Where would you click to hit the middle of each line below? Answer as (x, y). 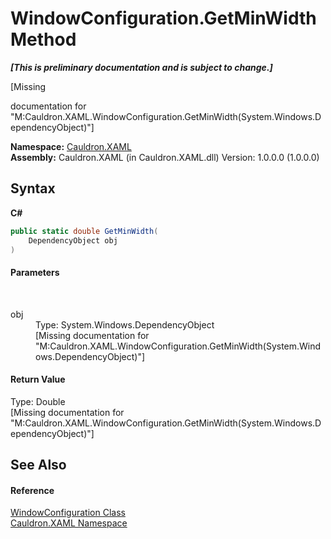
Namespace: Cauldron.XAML (71, 146)
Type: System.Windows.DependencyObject (125, 324)
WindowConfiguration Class (68, 513)
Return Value (38, 379)
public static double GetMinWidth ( (84, 231)
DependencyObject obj (73, 240)
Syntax (33, 188)
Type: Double (38, 401)
